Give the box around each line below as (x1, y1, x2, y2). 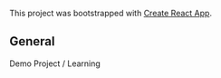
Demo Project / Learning (9, 58, 101, 69)
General (9, 34, 56, 49)
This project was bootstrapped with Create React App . (9, 8, 213, 18)
